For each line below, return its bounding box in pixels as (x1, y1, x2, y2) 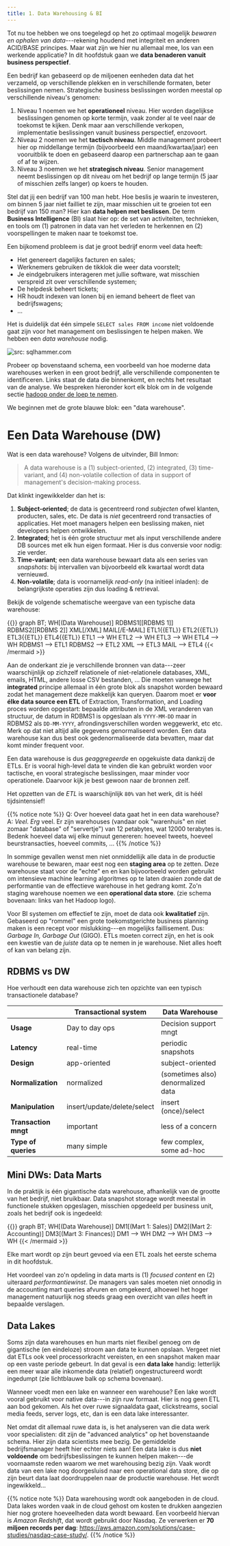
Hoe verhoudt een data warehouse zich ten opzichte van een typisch (7, 984, 202, 992)
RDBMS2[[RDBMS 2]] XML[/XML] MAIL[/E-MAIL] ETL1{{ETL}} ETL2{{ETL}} (7, 625, 219, 634)
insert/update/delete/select (66, 1102, 155, 1111)
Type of (10, 1137, 36, 1147)
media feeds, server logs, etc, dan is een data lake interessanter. (7, 1410, 190, 1418)
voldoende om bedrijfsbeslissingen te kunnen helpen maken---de (7, 1452, 194, 1460)
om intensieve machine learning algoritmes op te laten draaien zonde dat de (7, 874, 221, 882)
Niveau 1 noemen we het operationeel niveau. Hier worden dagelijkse (16, 106, 214, 114)
